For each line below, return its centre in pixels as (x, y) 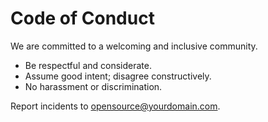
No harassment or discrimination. (93, 86)
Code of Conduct (82, 18)
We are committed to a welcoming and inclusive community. (134, 46)
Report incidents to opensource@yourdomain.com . (115, 106)
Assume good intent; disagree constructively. (118, 76)
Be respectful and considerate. (88, 65)
